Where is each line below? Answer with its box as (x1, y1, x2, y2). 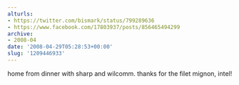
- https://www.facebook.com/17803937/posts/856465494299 (7, 23, 180, 30)
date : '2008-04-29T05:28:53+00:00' (7, 43, 113, 50)
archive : (7, 30, 34, 38)
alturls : (7, 10, 34, 18)
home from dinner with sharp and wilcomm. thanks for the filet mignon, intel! (7, 69, 233, 78)
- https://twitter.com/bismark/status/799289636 (7, 17, 155, 24)
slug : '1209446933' (7, 50, 66, 57)
